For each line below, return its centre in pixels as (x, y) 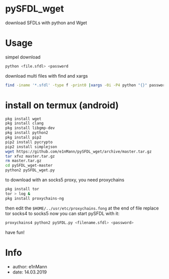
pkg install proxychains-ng (35, 198)
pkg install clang (24, 123)
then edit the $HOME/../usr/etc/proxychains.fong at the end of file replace (82, 208)
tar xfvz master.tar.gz (30, 156)
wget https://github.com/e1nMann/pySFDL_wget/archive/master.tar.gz (78, 152)
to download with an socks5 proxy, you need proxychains (65, 180)
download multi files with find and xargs (47, 76)
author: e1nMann (30, 266)
